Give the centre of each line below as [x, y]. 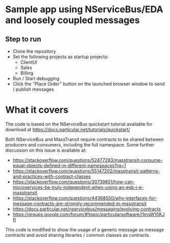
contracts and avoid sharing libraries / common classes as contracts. [78, 235]
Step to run [23, 39]
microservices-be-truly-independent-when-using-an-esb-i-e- [78, 187]
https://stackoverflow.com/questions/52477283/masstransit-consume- [88, 160]
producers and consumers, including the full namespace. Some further [80, 144]
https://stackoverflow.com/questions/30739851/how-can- [74, 182]
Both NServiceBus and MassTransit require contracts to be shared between [85, 139]
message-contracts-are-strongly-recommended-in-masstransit [80, 203]
